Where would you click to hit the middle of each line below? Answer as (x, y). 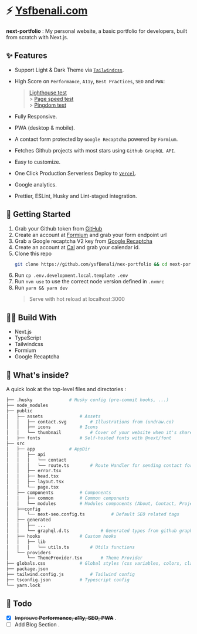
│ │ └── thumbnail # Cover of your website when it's (91, 433)
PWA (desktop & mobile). (45, 128)
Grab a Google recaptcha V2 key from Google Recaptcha (83, 241)
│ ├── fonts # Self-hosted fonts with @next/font (89, 438)
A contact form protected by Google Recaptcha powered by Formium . (96, 139)
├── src (16, 444)
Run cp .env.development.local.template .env (71, 275)
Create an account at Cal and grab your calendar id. (77, 247)
